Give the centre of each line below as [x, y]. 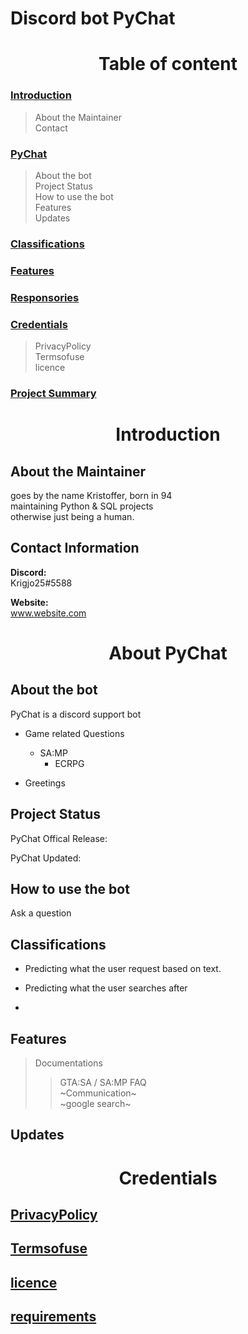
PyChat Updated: [46, 858]
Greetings [45, 783]
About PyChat [168, 653]
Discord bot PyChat [93, 18]
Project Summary [53, 393]
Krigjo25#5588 [41, 583]
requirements [53, 1317]
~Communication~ [98, 1093]
